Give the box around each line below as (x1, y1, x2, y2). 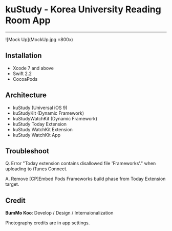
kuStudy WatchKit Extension (12, 126, 73, 132)
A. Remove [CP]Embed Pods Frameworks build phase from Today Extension (5, 176, 166, 182)
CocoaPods (12, 76, 38, 82)
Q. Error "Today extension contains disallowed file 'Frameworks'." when (5, 161, 156, 167)
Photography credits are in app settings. (5, 220, 90, 226)
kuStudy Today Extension (12, 121, 67, 127)
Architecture (5, 91, 47, 100)
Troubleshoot (5, 147, 50, 155)
